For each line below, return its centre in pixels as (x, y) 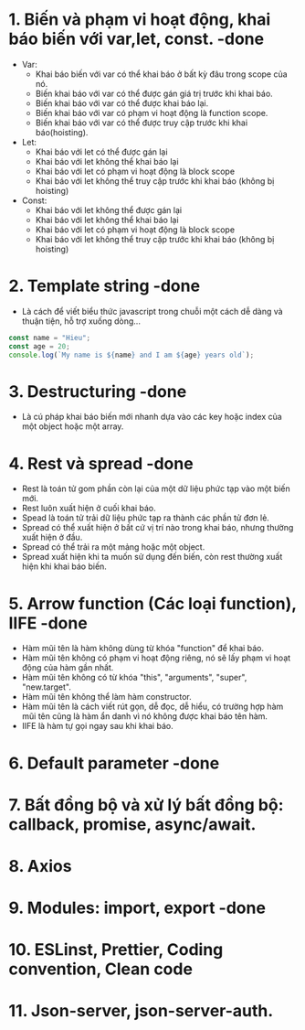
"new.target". (47, 687)
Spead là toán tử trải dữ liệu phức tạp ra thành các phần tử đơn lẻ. (146, 518)
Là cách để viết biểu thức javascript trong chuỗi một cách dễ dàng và (152, 311)
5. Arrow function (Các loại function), (153, 603)
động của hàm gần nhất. (68, 668)
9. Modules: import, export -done (137, 908)
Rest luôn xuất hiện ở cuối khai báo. (89, 509)
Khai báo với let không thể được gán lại (109, 209)
